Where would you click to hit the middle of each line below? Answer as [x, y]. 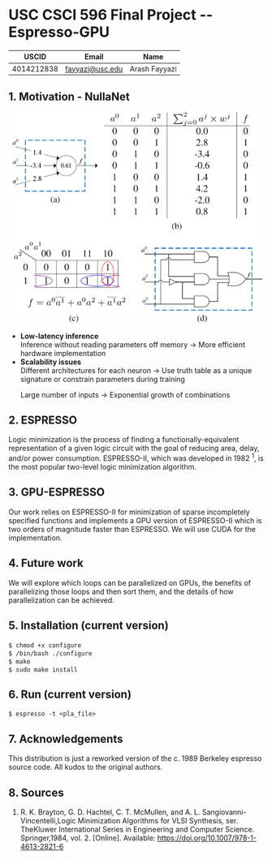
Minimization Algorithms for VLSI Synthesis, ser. [158, 820]
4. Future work [46, 563]
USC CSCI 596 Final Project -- [111, 15]
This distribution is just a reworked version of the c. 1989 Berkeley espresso [135, 758]
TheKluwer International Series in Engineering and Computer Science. [137, 829]
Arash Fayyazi [153, 69]
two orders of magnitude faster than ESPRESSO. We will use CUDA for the [132, 529]
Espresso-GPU [59, 32]
